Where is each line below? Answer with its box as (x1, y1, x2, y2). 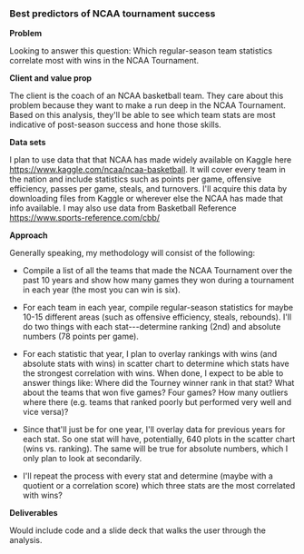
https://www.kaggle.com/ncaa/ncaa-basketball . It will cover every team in (9, 164, 286, 175)
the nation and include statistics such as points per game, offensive (9, 173, 261, 184)
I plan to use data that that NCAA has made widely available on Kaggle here (9, 154, 292, 165)
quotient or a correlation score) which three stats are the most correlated (22, 480, 296, 491)
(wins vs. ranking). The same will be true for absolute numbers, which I (22, 443, 289, 454)
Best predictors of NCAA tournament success (9, 7, 216, 20)
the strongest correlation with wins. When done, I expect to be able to (22, 368, 284, 379)
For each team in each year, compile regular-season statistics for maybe (22, 302, 294, 313)
